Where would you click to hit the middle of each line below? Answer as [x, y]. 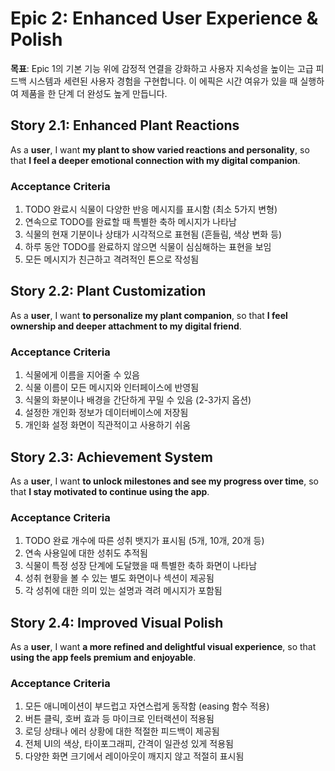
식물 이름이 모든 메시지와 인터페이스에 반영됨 [112, 388]
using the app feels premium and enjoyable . [103, 658]
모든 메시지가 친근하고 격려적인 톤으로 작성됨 [112, 259]
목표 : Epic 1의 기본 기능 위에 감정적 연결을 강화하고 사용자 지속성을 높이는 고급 [162, 68]
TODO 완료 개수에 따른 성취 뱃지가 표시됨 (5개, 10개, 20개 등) [144, 541]
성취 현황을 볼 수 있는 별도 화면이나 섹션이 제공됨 [119, 578]
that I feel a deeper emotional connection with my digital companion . [155, 160]
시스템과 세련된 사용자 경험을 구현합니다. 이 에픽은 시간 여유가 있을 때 [163, 81]
